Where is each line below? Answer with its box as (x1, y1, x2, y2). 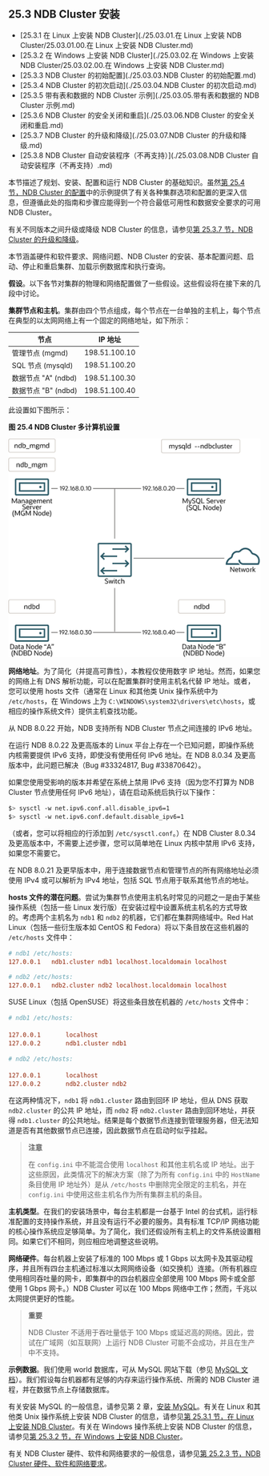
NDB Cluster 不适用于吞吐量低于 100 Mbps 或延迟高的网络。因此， (27, 1328, 247, 1338)
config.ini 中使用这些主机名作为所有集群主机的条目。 (27, 1189, 207, 1199)
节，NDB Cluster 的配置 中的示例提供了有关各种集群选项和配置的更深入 (8, 187, 240, 197)
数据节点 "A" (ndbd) (11, 373, 78, 383)
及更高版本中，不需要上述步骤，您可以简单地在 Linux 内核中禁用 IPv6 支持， (8, 838, 259, 848)
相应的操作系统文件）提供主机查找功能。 (8, 706, 142, 716)
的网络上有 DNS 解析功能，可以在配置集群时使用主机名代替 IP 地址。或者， (8, 676, 255, 686)
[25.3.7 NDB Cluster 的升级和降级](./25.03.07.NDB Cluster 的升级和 (19, 130, 240, 140)
